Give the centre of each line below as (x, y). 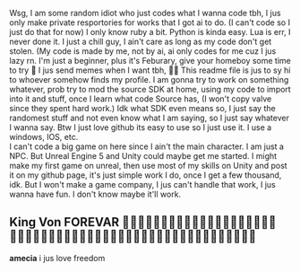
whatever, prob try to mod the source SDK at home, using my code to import (150, 89)
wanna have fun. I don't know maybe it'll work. (95, 194)
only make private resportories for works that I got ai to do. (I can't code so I (150, 22)
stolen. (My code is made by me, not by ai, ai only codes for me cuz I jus (143, 51)
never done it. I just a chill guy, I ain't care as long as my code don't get (141, 41)
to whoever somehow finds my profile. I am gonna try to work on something (149, 79)
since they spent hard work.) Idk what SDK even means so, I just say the (142, 108)
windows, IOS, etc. (44, 137)
